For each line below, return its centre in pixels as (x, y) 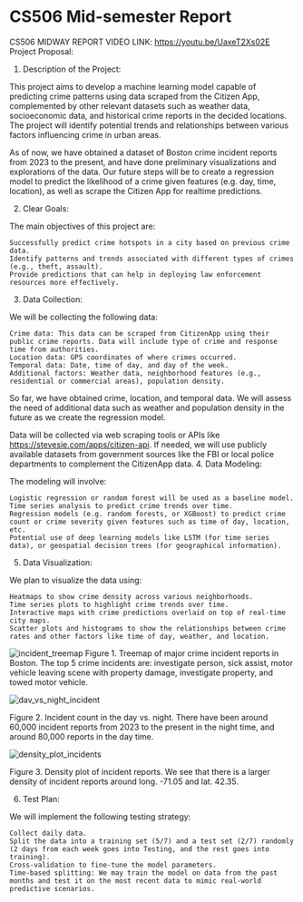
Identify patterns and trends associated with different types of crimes (152, 259)
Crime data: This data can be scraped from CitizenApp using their (140, 333)
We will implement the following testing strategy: (100, 816)
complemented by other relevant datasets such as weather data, (130, 105)
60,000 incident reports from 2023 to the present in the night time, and (142, 727)
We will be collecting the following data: (84, 317)
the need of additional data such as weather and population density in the (147, 407)
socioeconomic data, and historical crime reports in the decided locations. (148, 115)
